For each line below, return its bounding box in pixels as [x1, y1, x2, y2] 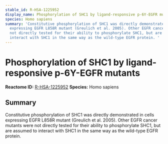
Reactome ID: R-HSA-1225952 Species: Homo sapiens [5, 83, 119, 90]
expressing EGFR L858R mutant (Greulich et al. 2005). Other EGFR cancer [5, 117, 157, 123]
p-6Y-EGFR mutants [54, 67, 140, 79]
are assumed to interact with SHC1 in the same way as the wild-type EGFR [5, 127, 158, 133]
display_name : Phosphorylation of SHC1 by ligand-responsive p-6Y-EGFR [5, 12, 157, 17]
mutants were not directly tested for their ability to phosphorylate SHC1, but [5, 122, 161, 128]
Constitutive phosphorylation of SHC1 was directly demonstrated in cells [5, 111, 154, 117]
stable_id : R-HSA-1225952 [5, 7, 59, 12]
